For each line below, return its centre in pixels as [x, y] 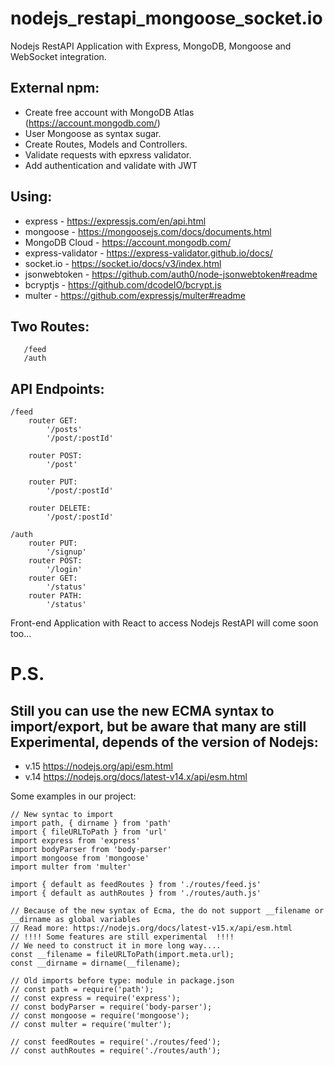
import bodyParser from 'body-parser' [91, 850]
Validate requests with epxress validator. [108, 154]
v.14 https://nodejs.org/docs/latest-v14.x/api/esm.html [136, 777]
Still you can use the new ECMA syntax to [142, 710]
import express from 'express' [75, 841]
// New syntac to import [62, 815]
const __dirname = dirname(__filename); [96, 963]
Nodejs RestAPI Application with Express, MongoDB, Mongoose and [151, 46]
